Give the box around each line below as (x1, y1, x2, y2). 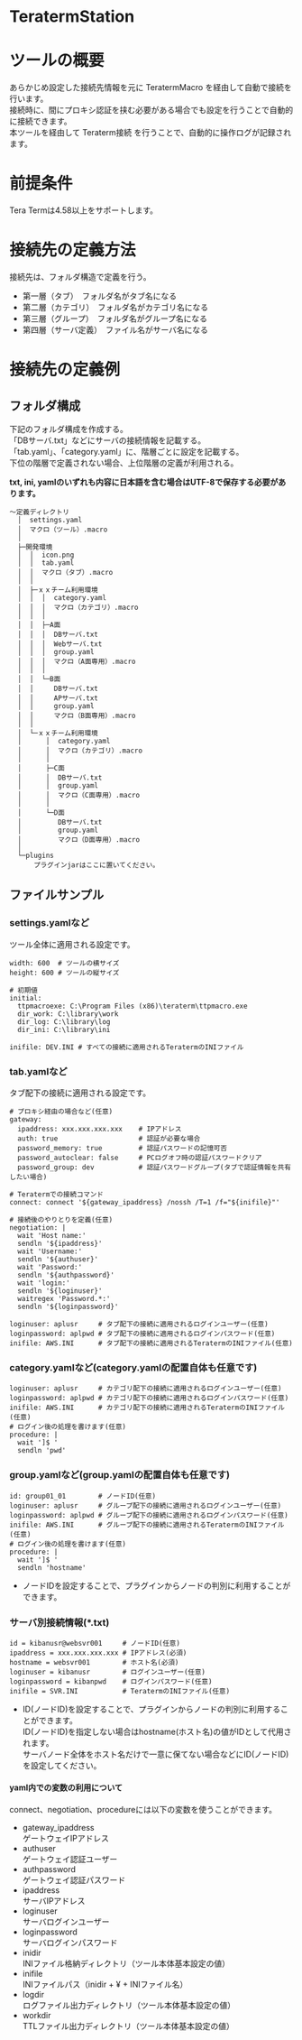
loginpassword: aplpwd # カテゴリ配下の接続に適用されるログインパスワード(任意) (9, 1394, 289, 1403)
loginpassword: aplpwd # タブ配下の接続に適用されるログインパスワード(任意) (9, 1329, 276, 1338)
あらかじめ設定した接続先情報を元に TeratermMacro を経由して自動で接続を (9, 82, 292, 93)
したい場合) (9, 1172, 48, 1181)
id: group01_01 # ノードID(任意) (9, 1491, 156, 1500)
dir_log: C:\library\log (17, 1017, 111, 1026)
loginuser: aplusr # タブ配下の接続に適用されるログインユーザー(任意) (9, 1319, 269, 1328)
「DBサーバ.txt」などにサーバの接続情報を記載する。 (9, 435, 206, 446)
